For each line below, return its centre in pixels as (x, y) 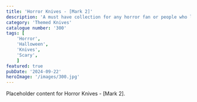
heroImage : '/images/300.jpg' (43, 77)
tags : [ (16, 33)
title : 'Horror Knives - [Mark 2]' (50, 11)
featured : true (25, 66)
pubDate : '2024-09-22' (34, 72)
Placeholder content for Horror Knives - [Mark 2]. (66, 94)
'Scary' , (27, 55)
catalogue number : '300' (36, 28)
